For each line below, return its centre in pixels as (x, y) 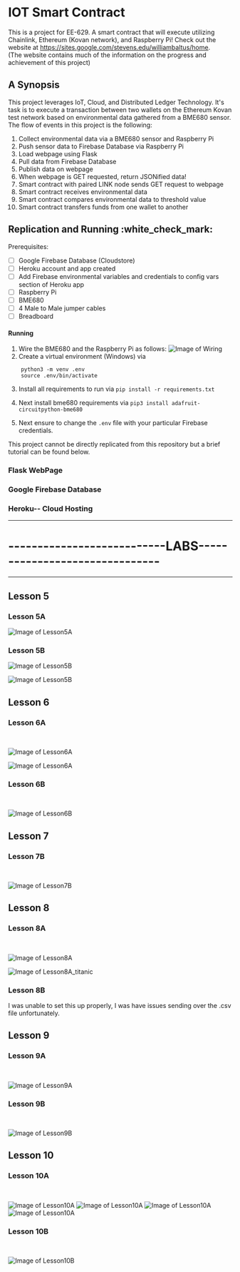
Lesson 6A (27, 723)
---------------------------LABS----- (118, 546)
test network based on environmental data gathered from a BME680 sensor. (120, 117)
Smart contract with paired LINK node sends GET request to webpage (121, 184)
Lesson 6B (27, 784)
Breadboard (36, 316)
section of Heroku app (51, 284)
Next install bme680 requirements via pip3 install (94, 403)
